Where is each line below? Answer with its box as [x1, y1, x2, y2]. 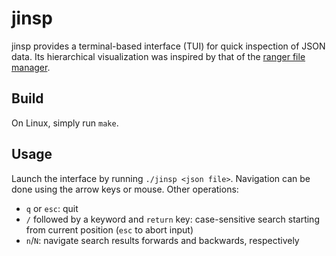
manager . [11, 61, 51, 73]
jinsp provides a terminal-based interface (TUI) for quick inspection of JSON [11, 40, 326, 52]
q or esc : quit [25, 202, 79, 214]
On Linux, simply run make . [11, 117, 119, 129]
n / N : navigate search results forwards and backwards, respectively [25, 234, 300, 246]
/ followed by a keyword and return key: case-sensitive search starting [25, 213, 320, 225]
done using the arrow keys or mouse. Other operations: [11, 183, 239, 195]
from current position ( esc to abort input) [25, 223, 194, 236]
